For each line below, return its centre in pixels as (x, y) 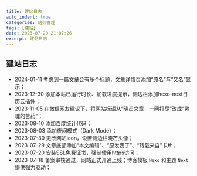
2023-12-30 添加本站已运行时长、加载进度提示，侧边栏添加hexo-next (98, 94)
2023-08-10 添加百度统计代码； (53, 123)
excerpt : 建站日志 (27, 39)
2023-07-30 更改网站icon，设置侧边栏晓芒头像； (74, 138)
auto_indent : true (28, 17)
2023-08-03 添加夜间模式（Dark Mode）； (66, 130)
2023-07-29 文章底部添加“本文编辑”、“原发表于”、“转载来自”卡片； (96, 145)
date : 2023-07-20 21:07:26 (39, 33)
